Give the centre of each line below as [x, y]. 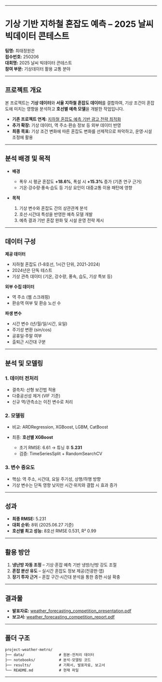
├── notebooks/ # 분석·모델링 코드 [48, 660]
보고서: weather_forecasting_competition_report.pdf [63, 617]
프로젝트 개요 [23, 90]
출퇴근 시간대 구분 [29, 342]
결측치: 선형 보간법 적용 [34, 390]
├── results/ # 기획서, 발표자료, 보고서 [55, 665]
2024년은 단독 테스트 [32, 270]
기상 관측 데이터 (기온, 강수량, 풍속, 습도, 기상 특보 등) [62, 276]
